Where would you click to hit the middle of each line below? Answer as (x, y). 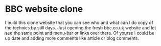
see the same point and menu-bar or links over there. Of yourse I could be (80, 33)
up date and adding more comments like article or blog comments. (72, 38)
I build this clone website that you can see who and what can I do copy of (79, 23)
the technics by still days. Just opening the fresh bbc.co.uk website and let (80, 27)
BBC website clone (44, 9)
